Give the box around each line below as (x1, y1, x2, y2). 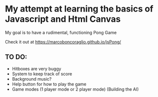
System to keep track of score (12, 71, 72, 77)
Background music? (12, 76, 52, 82)
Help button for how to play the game (12, 81, 86, 87)
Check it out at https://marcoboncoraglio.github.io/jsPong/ (5, 39, 121, 44)
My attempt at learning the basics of (5, 3, 154, 14)
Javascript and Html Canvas (5, 14, 121, 25)
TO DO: (5, 53, 28, 61)
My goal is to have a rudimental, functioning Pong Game (5, 29, 117, 35)
